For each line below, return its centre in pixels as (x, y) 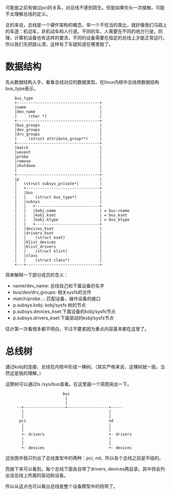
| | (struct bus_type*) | (58, 197)
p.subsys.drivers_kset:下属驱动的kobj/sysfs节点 (63, 318)
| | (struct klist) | (58, 251)
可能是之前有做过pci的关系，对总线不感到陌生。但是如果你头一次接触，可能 (85, 7)
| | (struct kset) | (58, 237)
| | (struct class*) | (58, 260)
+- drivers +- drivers (77, 434)
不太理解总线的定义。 (28, 14)
